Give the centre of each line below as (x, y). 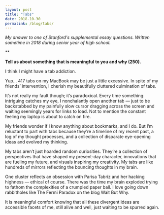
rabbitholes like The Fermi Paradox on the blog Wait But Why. (67, 192)
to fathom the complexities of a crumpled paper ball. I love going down (77, 187)
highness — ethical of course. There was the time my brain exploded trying (82, 182)
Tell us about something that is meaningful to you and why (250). (73, 62)
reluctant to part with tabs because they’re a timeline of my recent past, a (80, 132)
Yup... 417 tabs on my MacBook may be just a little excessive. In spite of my (82, 81)
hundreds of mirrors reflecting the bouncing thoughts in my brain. (72, 167)
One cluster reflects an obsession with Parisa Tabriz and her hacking (75, 177)
